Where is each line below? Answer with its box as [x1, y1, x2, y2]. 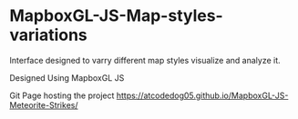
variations [9, 25, 88, 45]
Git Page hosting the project [9, 90, 115, 101]
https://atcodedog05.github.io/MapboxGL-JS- [116, 90, 289, 101]
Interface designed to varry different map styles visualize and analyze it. [9, 55, 281, 65]
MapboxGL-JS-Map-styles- [9, 5, 223, 26]
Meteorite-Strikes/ [9, 99, 78, 110]
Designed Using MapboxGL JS [9, 72, 125, 83]
